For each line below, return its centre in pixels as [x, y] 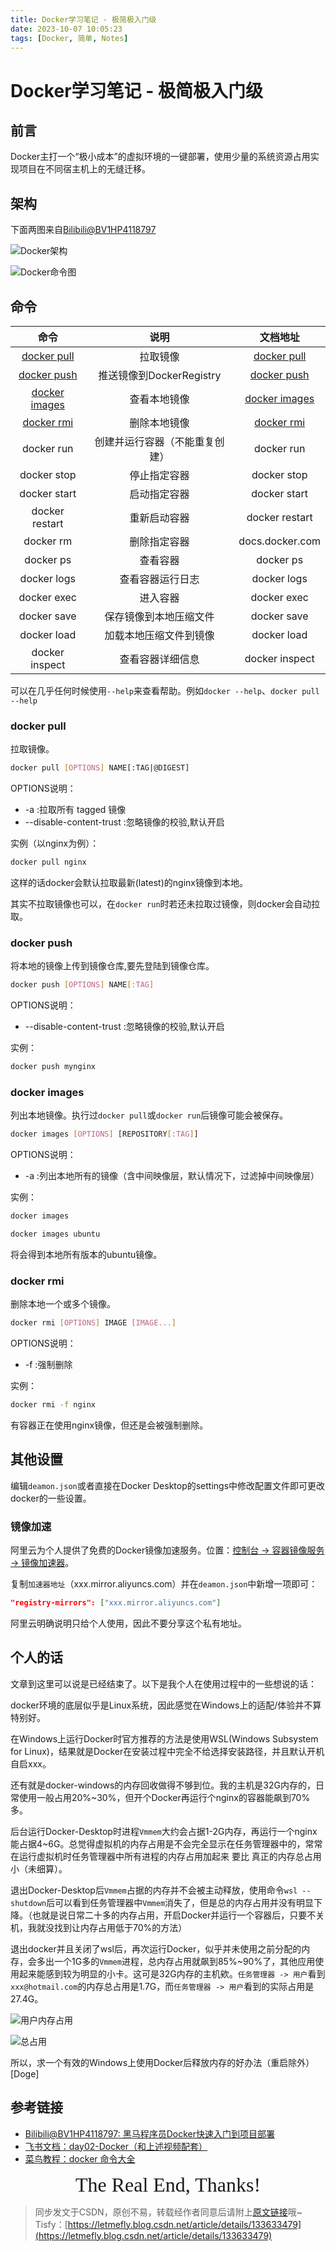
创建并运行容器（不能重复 [154, 441]
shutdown [28, 1903]
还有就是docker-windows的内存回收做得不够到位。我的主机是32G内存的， [163, 1785]
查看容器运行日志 [159, 579]
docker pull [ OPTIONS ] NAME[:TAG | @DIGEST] [100, 768]
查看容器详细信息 [159, 659]
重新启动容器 [159, 518]
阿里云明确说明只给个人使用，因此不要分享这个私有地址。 [128, 1623]
